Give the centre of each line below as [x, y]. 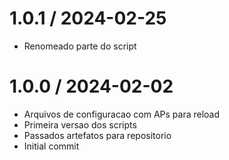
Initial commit [51, 146]
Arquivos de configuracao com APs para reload [122, 114]
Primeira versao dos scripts [80, 124]
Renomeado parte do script [80, 46]
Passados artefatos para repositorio [97, 135]
